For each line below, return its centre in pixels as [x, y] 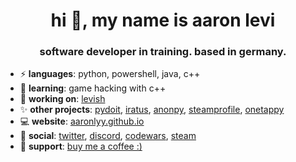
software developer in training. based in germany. [163, 52]
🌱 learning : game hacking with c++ [93, 88]
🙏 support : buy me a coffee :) [81, 146]
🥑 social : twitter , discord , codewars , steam [108, 136]
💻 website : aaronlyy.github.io [82, 121]
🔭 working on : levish [62, 99]
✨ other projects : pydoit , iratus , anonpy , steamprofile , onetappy [152, 110]
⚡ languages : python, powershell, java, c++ [110, 74]
